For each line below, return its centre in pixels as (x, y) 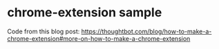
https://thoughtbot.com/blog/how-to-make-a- (146, 31)
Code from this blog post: (44, 31)
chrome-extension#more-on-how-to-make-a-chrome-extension (99, 38)
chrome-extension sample (85, 13)
